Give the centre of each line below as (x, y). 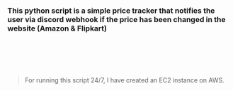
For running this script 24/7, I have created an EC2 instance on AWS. (124, 80)
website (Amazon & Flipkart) (57, 28)
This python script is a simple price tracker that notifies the (111, 11)
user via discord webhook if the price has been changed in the (116, 19)
